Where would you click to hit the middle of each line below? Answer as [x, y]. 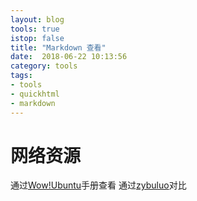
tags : [21, 76]
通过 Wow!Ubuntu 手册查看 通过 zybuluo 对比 [98, 185]
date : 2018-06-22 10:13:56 [69, 57]
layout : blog [37, 19]
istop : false [37, 38]
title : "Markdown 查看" [58, 47]
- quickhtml [35, 94]
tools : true [35, 29]
